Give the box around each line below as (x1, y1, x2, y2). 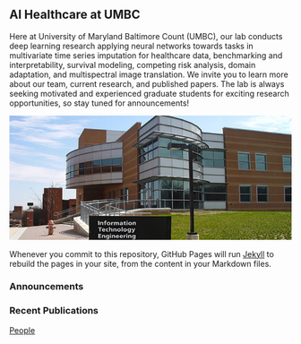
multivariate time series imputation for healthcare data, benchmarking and (9, 49, 283, 61)
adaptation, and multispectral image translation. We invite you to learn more (9, 69, 288, 80)
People (9, 324, 36, 335)
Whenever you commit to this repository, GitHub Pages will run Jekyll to (9, 248, 275, 259)
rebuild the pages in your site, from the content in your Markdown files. (9, 258, 271, 269)
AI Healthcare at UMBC (9, 7, 141, 22)
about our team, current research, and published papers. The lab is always (9, 78, 285, 89)
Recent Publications (9, 305, 99, 317)
